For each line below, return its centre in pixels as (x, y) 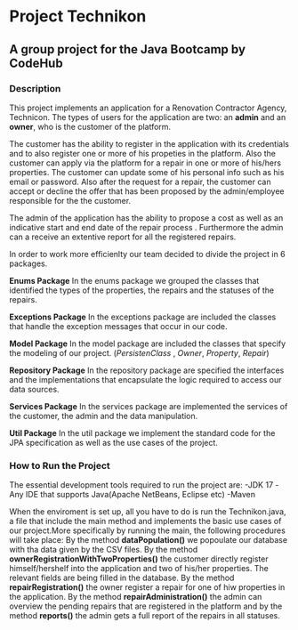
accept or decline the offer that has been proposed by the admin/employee (147, 191)
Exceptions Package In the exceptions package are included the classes (143, 317)
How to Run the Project (60, 465)
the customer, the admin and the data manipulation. (104, 416)
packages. (28, 263)
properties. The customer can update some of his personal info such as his (147, 172)
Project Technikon (78, 16)
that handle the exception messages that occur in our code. (119, 326)
